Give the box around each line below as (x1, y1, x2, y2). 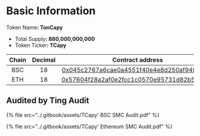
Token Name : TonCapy (6, 24, 63, 31)
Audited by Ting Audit (6, 96, 89, 106)
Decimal (32, 55, 56, 64)
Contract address (112, 55, 163, 64)
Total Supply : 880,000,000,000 (14, 35, 95, 42)
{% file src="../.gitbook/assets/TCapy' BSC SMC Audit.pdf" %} (6, 111, 160, 118)
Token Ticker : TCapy (14, 42, 67, 49)
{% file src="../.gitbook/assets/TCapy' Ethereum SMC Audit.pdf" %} (6, 123, 173, 130)
